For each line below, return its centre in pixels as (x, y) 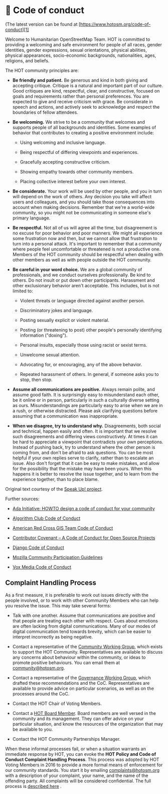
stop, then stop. (36, 379)
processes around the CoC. (41, 693)
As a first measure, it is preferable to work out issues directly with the (77, 595)
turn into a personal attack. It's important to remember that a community (87, 244)
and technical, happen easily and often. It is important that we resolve (85, 431)
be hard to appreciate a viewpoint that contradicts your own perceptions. (88, 442)
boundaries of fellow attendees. (45, 112)
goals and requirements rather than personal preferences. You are (81, 96)
